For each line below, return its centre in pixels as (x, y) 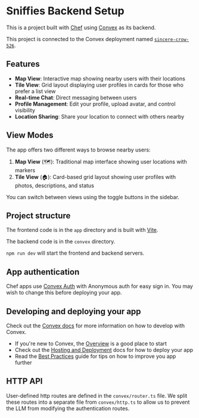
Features (23, 64)
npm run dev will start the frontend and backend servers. (75, 253)
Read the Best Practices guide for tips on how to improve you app (95, 356)
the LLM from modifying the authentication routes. (68, 408)
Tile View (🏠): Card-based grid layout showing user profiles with (95, 177)
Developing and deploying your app (74, 311)
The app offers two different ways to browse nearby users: (78, 150)
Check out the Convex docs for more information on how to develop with (96, 326)
